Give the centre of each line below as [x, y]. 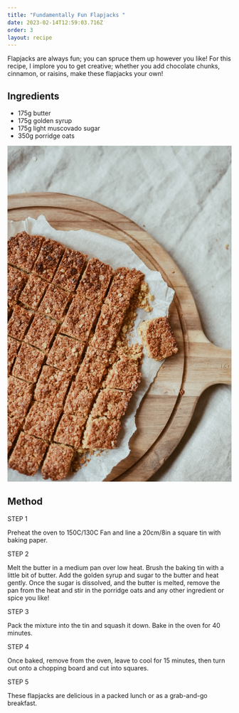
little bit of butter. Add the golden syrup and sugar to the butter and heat [113, 575]
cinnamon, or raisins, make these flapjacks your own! [85, 74]
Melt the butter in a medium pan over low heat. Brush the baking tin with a [116, 567]
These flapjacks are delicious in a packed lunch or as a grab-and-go [107, 695]
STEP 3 [18, 611]
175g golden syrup [45, 121]
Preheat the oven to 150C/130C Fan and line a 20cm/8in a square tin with [114, 532]
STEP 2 [18, 554]
